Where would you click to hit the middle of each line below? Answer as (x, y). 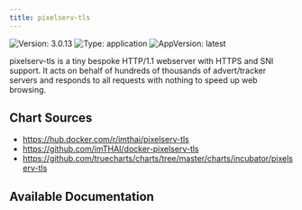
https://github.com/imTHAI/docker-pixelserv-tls (110, 149)
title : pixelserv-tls (50, 18)
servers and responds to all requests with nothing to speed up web (134, 80)
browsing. (28, 89)
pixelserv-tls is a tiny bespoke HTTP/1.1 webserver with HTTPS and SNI (142, 60)
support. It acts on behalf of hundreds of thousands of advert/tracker (138, 70)
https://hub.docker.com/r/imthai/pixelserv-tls (105, 140)
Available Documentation (82, 196)
